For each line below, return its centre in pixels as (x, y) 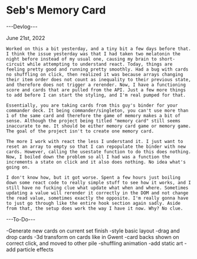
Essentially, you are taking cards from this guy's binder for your (92, 105)
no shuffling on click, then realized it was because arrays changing (95, 74)
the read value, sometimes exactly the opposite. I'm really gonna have (97, 198)
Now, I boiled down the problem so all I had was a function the (88, 157)
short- (167, 59)
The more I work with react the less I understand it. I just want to (95, 141)
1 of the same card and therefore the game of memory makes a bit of (93, 115)
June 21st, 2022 (26, 38)
